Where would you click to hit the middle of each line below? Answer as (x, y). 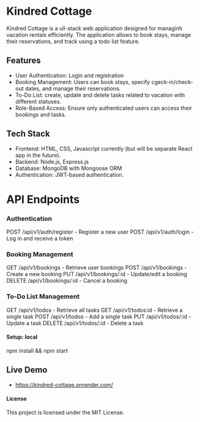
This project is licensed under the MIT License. (65, 412)
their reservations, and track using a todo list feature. (73, 41)
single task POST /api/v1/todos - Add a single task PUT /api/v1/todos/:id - (99, 316)
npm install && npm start (37, 350)
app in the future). (38, 155)
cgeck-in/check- (172, 82)
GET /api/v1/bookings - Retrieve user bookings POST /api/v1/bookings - (97, 267)
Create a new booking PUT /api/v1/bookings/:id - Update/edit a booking (97, 274)
